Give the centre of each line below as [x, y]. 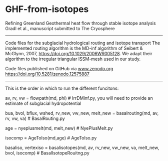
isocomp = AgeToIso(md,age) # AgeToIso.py [51, 138]
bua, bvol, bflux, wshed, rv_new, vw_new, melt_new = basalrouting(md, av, [82, 113]
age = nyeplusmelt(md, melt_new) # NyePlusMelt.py [59, 128]
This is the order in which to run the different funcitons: [62, 88]
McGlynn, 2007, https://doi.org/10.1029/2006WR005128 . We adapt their [79, 53]
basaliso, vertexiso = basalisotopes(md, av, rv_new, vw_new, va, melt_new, [82, 147]
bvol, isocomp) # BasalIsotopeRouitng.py [47, 153]
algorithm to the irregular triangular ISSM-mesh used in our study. [73, 59]
